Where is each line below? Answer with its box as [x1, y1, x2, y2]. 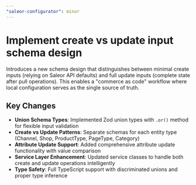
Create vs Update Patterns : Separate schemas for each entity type [14, 129, 177, 136]
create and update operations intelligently [14, 160, 115, 167]
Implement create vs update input [6, 33, 174, 47]
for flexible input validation [14, 123, 79, 130]
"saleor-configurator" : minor [6, 8, 80, 15]
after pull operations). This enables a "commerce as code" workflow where [6, 78, 187, 85]
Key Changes [6, 100, 56, 111]
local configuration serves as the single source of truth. [6, 84, 140, 91]
